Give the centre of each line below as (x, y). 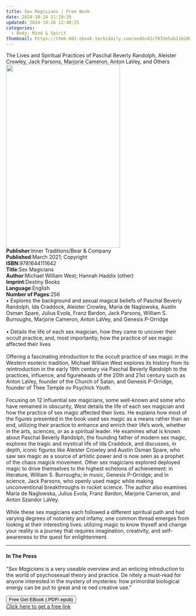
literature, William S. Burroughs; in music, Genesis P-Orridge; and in (87, 475)
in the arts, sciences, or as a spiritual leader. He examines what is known (93, 431)
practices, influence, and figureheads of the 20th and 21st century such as (96, 375)
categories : (20, 28)
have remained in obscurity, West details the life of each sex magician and (95, 406)
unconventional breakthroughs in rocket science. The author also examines (97, 487)
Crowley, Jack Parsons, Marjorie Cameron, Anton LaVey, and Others (88, 61)
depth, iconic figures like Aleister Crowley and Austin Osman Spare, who (93, 450)
